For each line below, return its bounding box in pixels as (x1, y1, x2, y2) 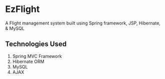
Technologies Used (5, 40, 66, 48)
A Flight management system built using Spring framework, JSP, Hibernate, (5, 20, 161, 26)
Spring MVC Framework (12, 53, 62, 59)
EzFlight (5, 3, 40, 15)
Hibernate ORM (12, 58, 44, 64)
